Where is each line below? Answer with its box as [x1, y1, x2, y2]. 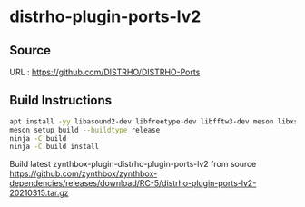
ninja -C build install [9, 143, 100, 152]
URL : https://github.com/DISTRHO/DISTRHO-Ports [9, 66, 201, 77]
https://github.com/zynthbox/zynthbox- [9, 168, 158, 179]
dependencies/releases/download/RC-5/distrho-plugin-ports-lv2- [9, 178, 257, 189]
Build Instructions [9, 93, 113, 108]
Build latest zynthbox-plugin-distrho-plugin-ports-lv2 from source [9, 159, 257, 170]
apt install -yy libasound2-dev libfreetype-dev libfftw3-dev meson [9, 116, 274, 126]
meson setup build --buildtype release [9, 125, 161, 134]
